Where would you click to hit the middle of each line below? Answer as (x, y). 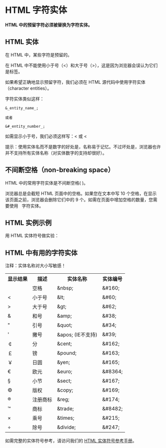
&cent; (64, 344)
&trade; (65, 409)
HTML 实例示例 (28, 223)
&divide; (66, 427)
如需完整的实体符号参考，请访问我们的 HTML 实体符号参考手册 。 (71, 441)
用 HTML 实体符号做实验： (32, 236)
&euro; (65, 372)
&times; (66, 418)
